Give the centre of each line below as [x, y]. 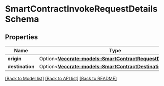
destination [21, 66]
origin [15, 59]
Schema [22, 19]
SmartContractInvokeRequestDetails [81, 9]
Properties [21, 37]
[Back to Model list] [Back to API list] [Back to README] [61, 79]
